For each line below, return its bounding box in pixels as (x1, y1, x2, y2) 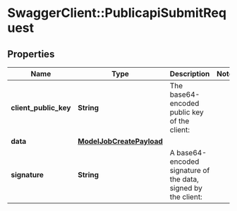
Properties (7, 48, 55, 60)
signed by (169, 183, 202, 193)
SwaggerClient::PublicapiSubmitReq (7, 5, 227, 21)
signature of (169, 166, 210, 175)
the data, (169, 174, 200, 184)
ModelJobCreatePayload (77, 136, 164, 146)
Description (169, 69, 210, 78)
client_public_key (11, 103, 71, 112)
